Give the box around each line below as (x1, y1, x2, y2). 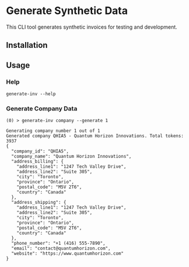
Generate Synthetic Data (6, 4, 128, 18)
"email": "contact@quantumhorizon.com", (11, 245, 111, 252)
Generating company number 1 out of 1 (6, 128, 100, 134)
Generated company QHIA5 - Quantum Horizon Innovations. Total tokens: (6, 133, 184, 139)
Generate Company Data (6, 104, 78, 112)
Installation (6, 40, 48, 50)
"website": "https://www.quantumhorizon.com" (11, 251, 124, 256)
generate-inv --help (6, 91, 57, 97)
